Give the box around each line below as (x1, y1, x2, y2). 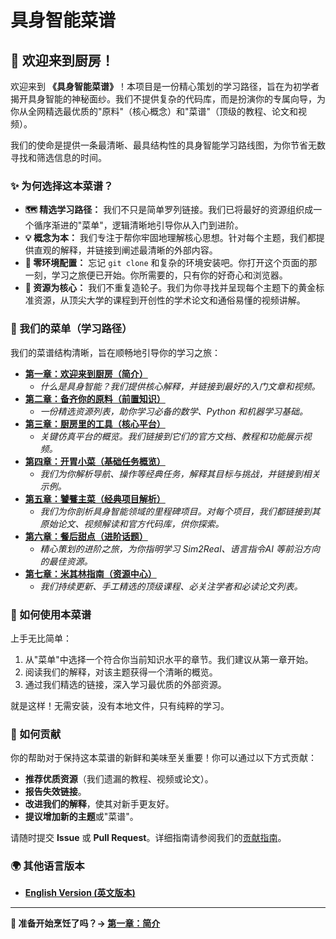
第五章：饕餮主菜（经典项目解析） (24, 492, 166, 505)
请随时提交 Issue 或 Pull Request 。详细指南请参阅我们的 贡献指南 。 (10, 832, 287, 844)
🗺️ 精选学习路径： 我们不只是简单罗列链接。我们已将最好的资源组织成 (24, 204, 314, 216)
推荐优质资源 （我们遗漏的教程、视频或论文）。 (24, 773, 214, 785)
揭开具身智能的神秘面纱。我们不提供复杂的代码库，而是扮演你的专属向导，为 (10, 93, 326, 105)
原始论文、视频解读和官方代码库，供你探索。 (39, 517, 225, 530)
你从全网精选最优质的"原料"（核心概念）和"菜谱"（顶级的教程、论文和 (10, 106, 299, 117)
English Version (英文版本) (24, 887, 136, 899)
